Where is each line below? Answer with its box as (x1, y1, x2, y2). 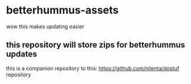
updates (6, 49, 37, 59)
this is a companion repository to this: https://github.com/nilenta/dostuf (6, 65, 180, 72)
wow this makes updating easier (6, 23, 84, 30)
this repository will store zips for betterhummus (6, 40, 186, 50)
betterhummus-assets (6, 4, 119, 17)
